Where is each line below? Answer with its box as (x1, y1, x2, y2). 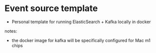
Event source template (4, 3, 98, 14)
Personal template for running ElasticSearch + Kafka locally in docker (11, 19, 151, 25)
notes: (4, 28, 18, 34)
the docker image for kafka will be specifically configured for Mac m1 (11, 37, 151, 43)
